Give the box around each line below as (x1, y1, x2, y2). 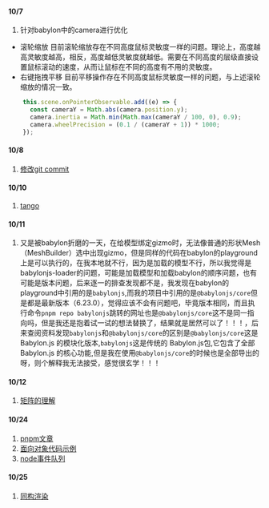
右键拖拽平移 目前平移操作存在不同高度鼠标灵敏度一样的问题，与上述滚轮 (19, 72, 261, 82)
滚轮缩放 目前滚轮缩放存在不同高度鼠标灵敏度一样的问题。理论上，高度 (19, 42, 254, 52)
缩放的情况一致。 (19, 83, 77, 92)
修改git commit (19, 164, 70, 174)
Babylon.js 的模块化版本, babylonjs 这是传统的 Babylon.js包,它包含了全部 (19, 338, 255, 348)
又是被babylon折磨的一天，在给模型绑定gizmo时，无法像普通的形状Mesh (19, 238, 261, 248)
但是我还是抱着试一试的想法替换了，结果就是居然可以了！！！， (41, 318, 252, 328)
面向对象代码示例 (19, 443, 77, 453)
